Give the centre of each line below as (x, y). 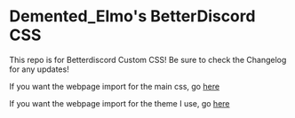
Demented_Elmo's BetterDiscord (132, 16)
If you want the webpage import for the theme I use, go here (120, 103)
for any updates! (39, 69)
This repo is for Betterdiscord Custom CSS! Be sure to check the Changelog (148, 59)
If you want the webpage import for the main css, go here (115, 86)
